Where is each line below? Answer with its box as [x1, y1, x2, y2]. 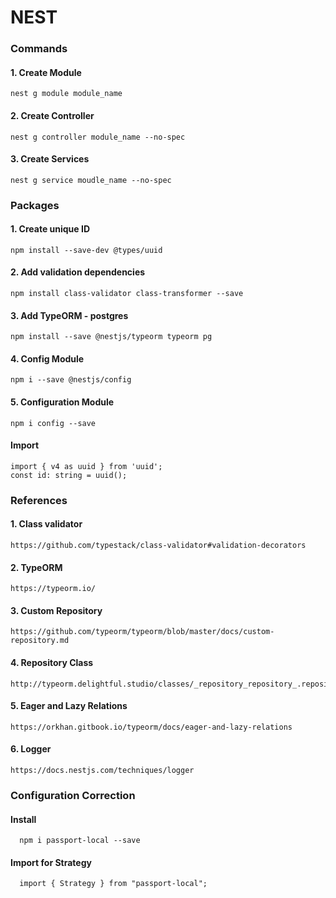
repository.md [10, 636, 70, 646]
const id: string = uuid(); [10, 470, 128, 480]
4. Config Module [10, 352, 85, 365]
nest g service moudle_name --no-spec [10, 175, 172, 185]
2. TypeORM [10, 561, 63, 573]
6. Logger [10, 743, 52, 755]
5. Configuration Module [10, 396, 115, 408]
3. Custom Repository [10, 604, 103, 616]
